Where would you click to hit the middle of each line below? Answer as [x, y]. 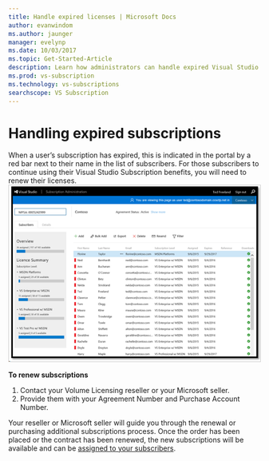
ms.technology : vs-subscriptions [64, 84]
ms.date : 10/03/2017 [43, 51]
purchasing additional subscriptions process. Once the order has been [124, 431]
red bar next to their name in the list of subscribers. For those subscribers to [134, 164]
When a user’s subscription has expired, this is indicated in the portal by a [130, 155]
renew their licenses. [43, 181]
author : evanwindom [41, 25]
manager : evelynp [37, 42]
